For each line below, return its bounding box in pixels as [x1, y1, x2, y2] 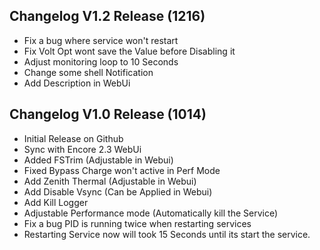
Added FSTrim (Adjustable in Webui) [23, 154, 174, 166]
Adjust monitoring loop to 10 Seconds [23, 55, 179, 68]
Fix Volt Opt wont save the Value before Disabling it [23, 45, 236, 57]
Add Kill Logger [23, 196, 89, 208]
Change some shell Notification [23, 66, 154, 78]
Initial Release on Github [23, 132, 124, 144]
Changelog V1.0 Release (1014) [9, 106, 207, 123]
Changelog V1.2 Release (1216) [9, 8, 206, 25]
